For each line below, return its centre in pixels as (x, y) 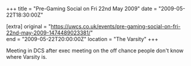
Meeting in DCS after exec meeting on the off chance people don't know (95, 51)
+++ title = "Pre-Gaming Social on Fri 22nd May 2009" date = (82, 9)
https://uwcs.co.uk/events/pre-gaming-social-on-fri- (115, 26)
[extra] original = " (29, 26)
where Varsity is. (27, 57)
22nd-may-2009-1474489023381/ (48, 33)
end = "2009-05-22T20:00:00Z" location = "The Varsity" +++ (82, 39)
